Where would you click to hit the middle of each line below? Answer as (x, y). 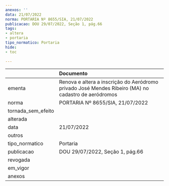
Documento (73, 73)
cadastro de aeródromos (88, 95)
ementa (17, 88)
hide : (11, 47)
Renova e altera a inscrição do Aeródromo (109, 82)
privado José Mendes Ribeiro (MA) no (104, 88)
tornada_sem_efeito (31, 111)
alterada (18, 119)
